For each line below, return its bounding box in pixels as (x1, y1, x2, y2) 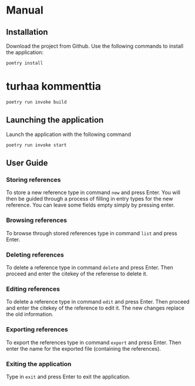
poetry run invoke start (6, 142, 67, 148)
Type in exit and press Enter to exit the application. (6, 373, 131, 380)
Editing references (6, 285, 60, 293)
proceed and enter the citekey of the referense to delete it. (6, 270, 148, 277)
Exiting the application (6, 360, 72, 368)
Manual (6, 4, 44, 17)
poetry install (6, 60, 43, 66)
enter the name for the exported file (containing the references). (6, 345, 162, 352)
